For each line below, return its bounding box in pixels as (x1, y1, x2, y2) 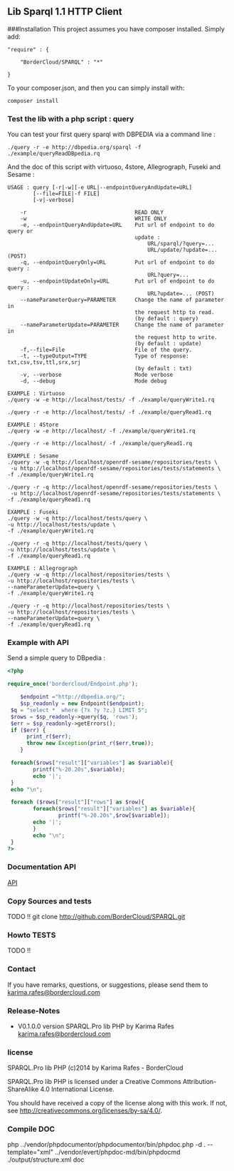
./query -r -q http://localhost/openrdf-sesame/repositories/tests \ (7, 484, 218, 491)
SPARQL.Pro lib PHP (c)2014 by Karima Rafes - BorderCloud (7, 1063, 184, 1073)
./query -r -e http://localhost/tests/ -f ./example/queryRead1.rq (7, 409, 212, 416)
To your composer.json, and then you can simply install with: (7, 83, 185, 92)
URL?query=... (147, 271, 190, 279)
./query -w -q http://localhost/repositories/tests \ (7, 571, 171, 579)
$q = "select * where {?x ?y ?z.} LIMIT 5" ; (10, 706, 148, 714)
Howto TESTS (7, 930, 56, 940)
